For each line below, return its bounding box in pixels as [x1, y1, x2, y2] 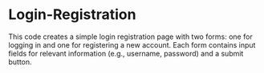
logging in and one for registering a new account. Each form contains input [8, 40, 256, 49]
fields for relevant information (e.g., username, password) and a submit [8, 48, 244, 58]
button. [8, 57, 32, 67]
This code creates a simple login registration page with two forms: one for [8, 32, 253, 41]
